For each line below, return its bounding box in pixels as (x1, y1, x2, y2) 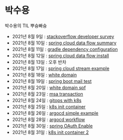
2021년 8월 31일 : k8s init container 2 (12, 129, 89, 135)
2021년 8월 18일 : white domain (12, 72, 77, 78)
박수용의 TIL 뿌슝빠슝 (5, 22, 47, 29)
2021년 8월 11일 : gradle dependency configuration (12, 46, 118, 52)
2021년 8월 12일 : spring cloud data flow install (12, 52, 109, 59)
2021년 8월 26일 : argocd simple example (12, 110, 99, 116)
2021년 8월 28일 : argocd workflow (12, 116, 85, 123)
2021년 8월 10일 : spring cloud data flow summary (12, 39, 117, 46)
